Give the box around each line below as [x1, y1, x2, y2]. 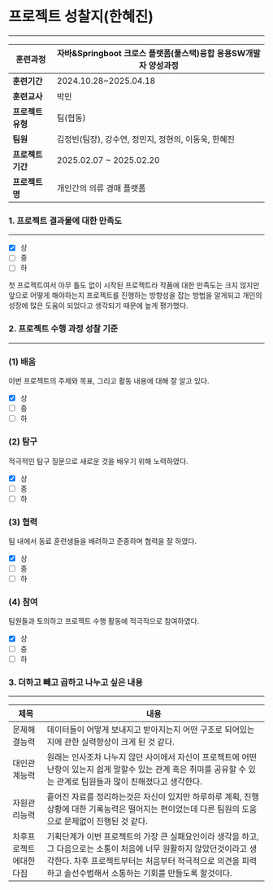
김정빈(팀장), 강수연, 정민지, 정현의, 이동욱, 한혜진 [56, 134, 236, 145]
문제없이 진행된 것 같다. [63, 815, 148, 826]
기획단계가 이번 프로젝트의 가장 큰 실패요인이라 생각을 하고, [46, 831, 259, 842]
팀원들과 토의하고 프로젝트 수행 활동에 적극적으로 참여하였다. [8, 616, 200, 626]
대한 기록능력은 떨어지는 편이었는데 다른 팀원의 [71, 803, 240, 814]
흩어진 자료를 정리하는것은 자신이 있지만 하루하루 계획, [46, 791, 242, 802]
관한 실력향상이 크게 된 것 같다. [63, 736, 175, 748]
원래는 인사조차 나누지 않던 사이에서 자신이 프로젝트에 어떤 [46, 751, 258, 762]
